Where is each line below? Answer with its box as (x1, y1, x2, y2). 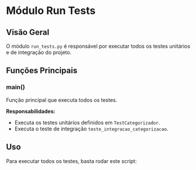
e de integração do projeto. (6, 49, 72, 56)
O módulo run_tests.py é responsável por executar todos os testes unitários (6, 42, 191, 49)
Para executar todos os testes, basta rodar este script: (6, 157, 137, 164)
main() (6, 83, 25, 91)
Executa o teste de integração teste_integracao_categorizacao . (14, 125, 169, 132)
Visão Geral (6, 27, 50, 37)
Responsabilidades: (6, 108, 56, 115)
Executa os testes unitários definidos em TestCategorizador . (14, 119, 160, 126)
